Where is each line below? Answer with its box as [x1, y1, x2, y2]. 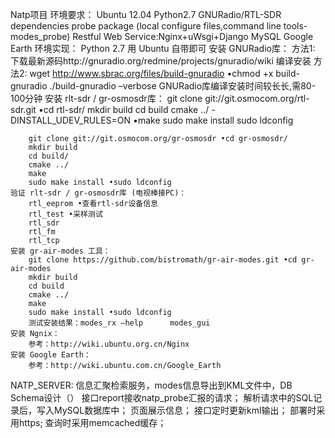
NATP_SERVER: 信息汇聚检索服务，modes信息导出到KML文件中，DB [10, 379, 293, 391]
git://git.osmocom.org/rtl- [204, 93, 310, 104]
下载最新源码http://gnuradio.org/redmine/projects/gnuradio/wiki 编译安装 [10, 55, 312, 67]
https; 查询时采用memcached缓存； [18, 417, 167, 428]
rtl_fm [28, 227, 56, 237]
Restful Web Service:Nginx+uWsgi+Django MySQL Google [72, 31, 314, 42]
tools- [283, 20, 308, 32]
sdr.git [10, 104, 37, 115]
